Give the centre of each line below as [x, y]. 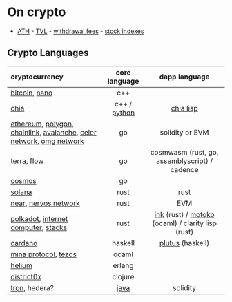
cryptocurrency [37, 77]
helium [22, 265]
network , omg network [47, 141]
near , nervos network [46, 203]
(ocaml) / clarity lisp [184, 223]
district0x [26, 276]
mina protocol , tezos [44, 254]
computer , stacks [39, 227]
